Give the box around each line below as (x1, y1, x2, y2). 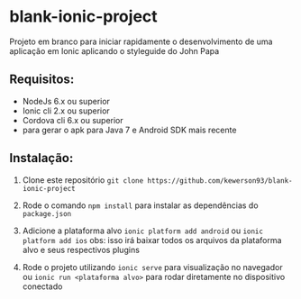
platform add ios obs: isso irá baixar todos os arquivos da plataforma (22, 234, 282, 245)
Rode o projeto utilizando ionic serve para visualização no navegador (22, 261, 283, 272)
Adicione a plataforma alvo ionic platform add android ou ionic (22, 225, 264, 236)
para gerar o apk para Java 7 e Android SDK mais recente (22, 124, 237, 135)
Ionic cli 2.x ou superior (22, 105, 110, 116)
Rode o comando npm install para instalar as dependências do (22, 200, 259, 211)
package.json (22, 209, 72, 218)
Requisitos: (9, 72, 75, 87)
